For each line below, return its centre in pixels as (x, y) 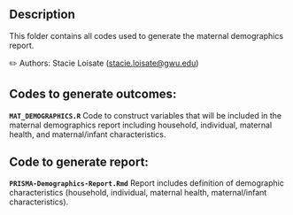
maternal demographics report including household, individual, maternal (141, 125)
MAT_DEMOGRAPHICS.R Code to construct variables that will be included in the (146, 115)
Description (42, 15)
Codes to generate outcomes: (93, 94)
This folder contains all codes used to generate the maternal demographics (146, 35)
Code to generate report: (79, 162)
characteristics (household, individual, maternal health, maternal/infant (138, 193)
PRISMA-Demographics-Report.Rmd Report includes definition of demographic (147, 183)
